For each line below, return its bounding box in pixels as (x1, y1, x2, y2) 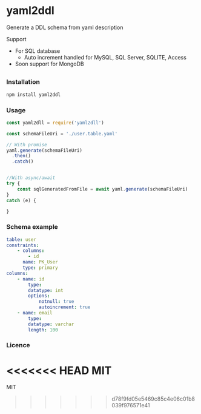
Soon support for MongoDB (15, 60, 84, 67)
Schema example (6, 223, 59, 231)
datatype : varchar (28, 321, 74, 327)
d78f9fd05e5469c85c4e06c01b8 (111, 395, 196, 402)
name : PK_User (22, 259, 59, 265)
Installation (6, 78, 41, 86)
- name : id (17, 276, 45, 282)
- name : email (17, 310, 53, 316)
